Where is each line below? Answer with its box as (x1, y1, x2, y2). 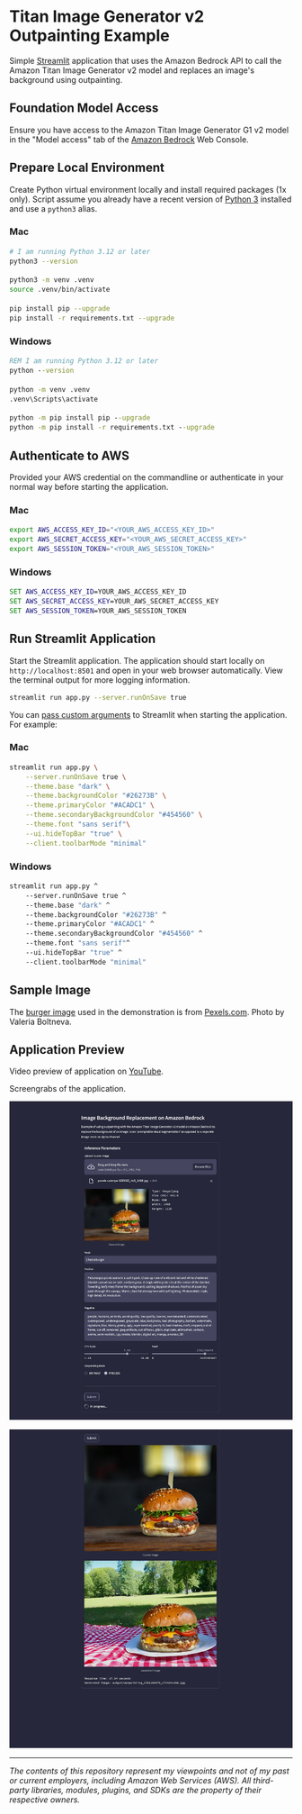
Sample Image (9, 983, 92, 998)
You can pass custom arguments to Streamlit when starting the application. (9, 709, 288, 720)
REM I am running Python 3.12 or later (9, 357, 159, 366)
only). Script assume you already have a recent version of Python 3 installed (9, 194, 292, 204)
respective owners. (9, 1794, 81, 1805)
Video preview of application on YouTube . (9, 1066, 164, 1077)
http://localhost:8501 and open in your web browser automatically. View (9, 665, 283, 676)
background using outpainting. (9, 74, 123, 85)
